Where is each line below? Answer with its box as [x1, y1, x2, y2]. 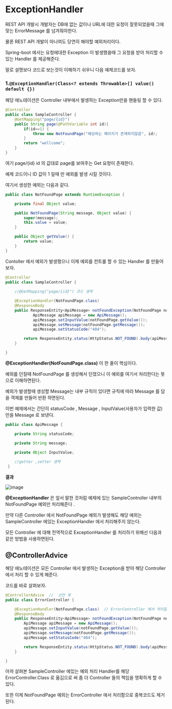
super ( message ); [24, 215, 58, 221]
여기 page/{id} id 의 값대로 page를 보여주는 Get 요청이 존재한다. [5, 160, 135, 166]
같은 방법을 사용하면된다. [5, 536, 55, 542]
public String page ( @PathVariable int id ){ [14, 121, 109, 126]
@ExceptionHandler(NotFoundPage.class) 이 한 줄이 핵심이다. [5, 360, 137, 366]
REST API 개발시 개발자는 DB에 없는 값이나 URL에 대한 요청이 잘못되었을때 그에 [5, 21, 164, 27]
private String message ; [14, 440, 68, 446]
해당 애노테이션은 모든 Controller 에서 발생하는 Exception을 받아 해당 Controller [5, 565, 166, 571]
